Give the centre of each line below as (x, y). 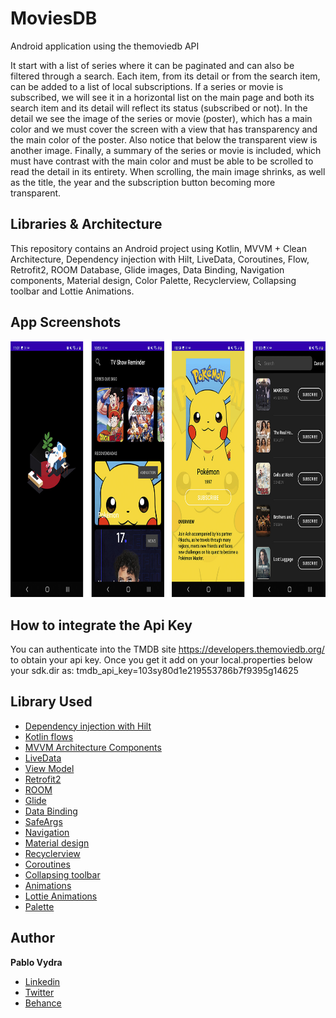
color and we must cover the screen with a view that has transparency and (164, 129)
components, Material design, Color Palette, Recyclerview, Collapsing (153, 280)
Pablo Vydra (36, 962)
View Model (49, 768)
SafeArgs (43, 821)
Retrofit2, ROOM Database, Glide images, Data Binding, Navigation (147, 269)
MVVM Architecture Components (93, 747)
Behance (43, 1003)
